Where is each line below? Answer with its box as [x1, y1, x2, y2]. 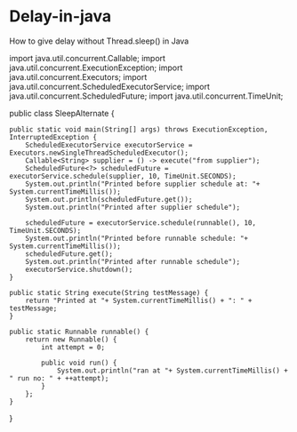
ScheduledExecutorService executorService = [25, 140, 193, 149]
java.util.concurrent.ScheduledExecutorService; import [9, 81, 211, 92]
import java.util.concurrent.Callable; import [9, 52, 166, 63]
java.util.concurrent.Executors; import [9, 71, 148, 82]
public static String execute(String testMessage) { [9, 288, 209, 297]
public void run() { [41, 358, 117, 367]
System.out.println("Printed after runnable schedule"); [25, 257, 241, 266]
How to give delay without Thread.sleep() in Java [9, 36, 189, 46]
